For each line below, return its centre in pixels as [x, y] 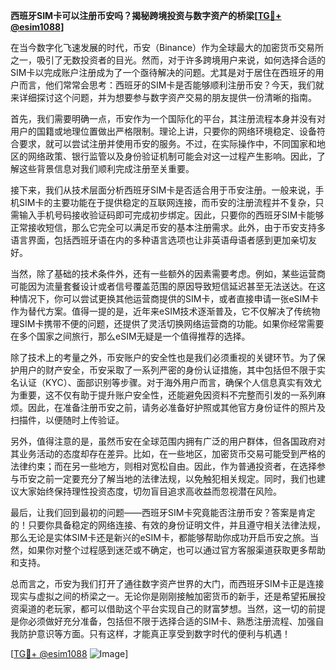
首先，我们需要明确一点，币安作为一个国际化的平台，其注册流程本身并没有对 [168, 118]
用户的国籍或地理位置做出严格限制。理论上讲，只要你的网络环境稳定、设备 [163, 131]
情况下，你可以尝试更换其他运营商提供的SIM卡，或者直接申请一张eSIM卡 [168, 298]
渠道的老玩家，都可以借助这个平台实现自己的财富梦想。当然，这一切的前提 [172, 608]
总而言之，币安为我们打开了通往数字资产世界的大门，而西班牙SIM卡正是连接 [167, 583]
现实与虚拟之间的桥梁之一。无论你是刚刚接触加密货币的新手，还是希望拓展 [163, 596]
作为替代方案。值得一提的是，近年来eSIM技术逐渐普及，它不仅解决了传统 [161, 311]
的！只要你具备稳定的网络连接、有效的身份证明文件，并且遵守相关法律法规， [168, 525]
